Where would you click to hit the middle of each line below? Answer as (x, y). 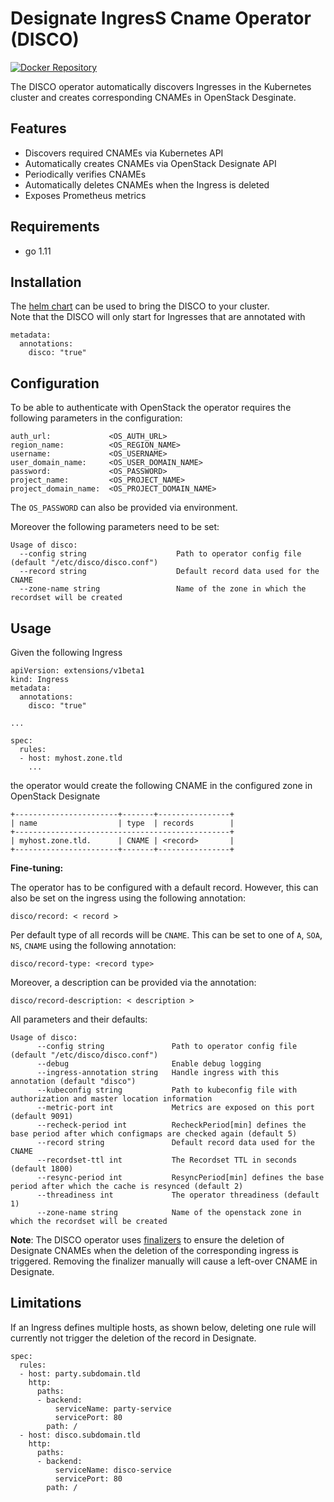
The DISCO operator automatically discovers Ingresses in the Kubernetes (161, 86)
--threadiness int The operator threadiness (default (178, 1195)
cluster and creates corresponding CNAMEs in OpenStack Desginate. (153, 97)
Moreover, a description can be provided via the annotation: (133, 982)
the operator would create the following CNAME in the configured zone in (161, 785)
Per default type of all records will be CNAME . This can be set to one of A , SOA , (166, 935)
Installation (46, 282)
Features (38, 128)
